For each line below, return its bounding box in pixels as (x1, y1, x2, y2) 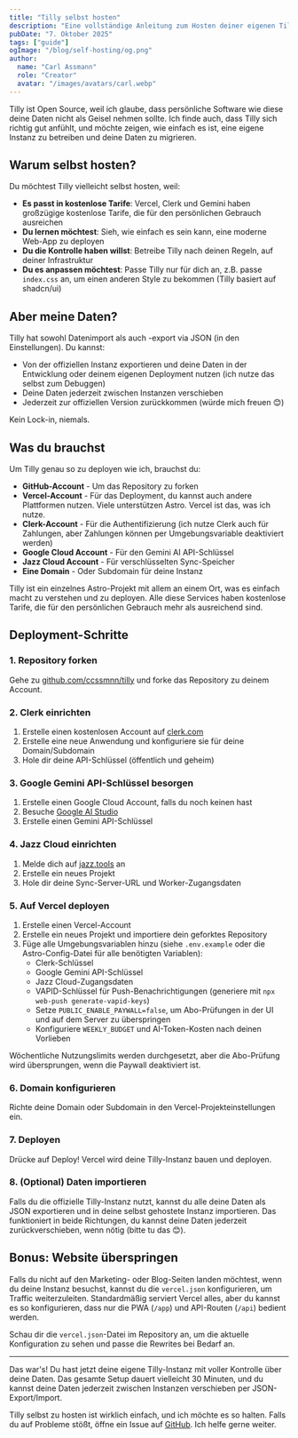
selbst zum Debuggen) (21, 379, 106, 389)
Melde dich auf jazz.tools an (21, 859, 126, 869)
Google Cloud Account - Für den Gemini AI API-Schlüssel (21, 547, 234, 558)
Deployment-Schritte (9, 627, 129, 643)
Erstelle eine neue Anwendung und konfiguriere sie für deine (21, 736, 245, 747)
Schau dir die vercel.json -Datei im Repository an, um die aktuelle (9, 1329, 250, 1339)
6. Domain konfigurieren (9, 1082, 116, 1094)
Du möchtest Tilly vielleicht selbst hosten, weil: (9, 181, 180, 192)
